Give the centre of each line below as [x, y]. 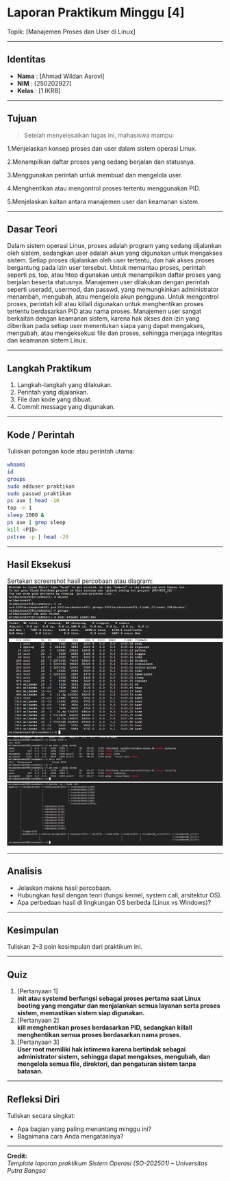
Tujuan [22, 119]
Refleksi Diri [34, 1099]
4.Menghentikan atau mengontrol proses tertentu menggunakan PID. [104, 188]
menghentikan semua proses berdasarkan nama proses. [99, 1035]
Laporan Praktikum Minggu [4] [96, 13]
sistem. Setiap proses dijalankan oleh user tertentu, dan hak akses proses [111, 260]
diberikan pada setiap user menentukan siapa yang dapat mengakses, [106, 326]
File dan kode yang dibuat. [54, 399]
